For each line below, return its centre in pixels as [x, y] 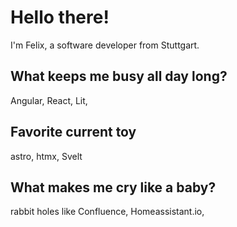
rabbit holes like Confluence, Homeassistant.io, [107, 212]
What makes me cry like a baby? [113, 187]
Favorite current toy [73, 132]
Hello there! [60, 17]
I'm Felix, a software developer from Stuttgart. [105, 45]
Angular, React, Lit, [49, 100]
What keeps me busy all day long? [119, 76]
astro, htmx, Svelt [46, 156]
